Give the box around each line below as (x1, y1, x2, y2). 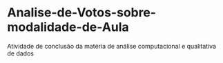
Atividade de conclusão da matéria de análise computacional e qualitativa (7, 42, 216, 50)
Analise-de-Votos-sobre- (7, 5, 157, 21)
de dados (7, 49, 35, 58)
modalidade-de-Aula (7, 19, 129, 35)
